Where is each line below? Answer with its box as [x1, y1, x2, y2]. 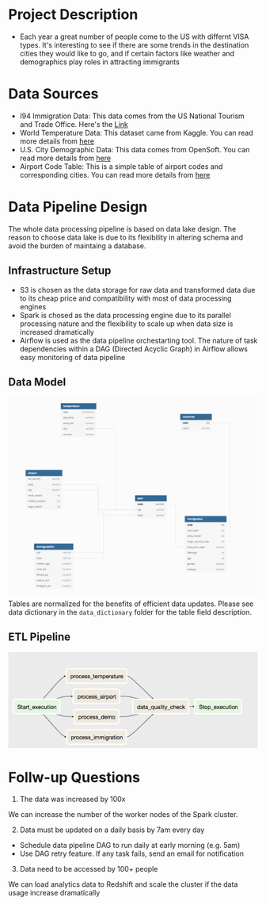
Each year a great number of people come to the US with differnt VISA [19, 32, 249, 41]
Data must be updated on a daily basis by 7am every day [19, 825, 205, 834]
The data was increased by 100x [19, 795, 126, 804]
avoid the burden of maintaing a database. [8, 240, 146, 251]
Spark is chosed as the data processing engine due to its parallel [19, 310, 231, 320]
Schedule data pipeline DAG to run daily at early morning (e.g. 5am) [19, 841, 241, 850]
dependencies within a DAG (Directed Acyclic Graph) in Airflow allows [19, 343, 248, 354]
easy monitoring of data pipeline [19, 352, 126, 362]
